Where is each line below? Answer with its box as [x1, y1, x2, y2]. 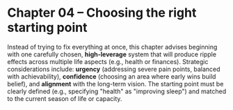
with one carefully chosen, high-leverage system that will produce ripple [7, 50, 217, 58]
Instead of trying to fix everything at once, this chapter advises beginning [7, 42, 218, 51]
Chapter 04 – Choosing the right [7, 5, 197, 21]
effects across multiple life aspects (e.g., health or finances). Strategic [7, 57, 209, 65]
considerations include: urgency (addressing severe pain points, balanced [7, 65, 220, 73]
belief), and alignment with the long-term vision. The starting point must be [7, 79, 224, 88]
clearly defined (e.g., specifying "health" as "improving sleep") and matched [7, 87, 227, 95]
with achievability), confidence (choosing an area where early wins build [7, 72, 216, 81]
